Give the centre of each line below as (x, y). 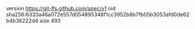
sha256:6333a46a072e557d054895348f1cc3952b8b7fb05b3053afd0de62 (98, 14)
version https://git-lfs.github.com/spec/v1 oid (61, 8)
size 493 (50, 21)
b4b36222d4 (22, 21)
